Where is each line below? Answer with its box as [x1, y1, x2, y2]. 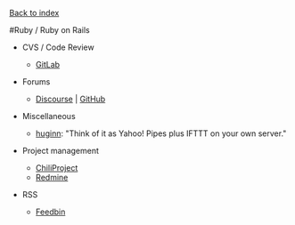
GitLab [35, 60, 61, 69]
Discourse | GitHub [35, 93, 106, 104]
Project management [21, 146, 100, 156]
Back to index [9, 8, 60, 18]
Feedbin [35, 206, 66, 217]
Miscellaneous [21, 111, 76, 121]
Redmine [35, 173, 69, 182]
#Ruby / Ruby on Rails [9, 25, 91, 35]
